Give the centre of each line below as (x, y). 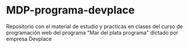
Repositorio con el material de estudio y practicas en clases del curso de (94, 26)
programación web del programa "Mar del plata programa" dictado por (92, 32)
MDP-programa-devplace (70, 10)
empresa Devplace (29, 39)
